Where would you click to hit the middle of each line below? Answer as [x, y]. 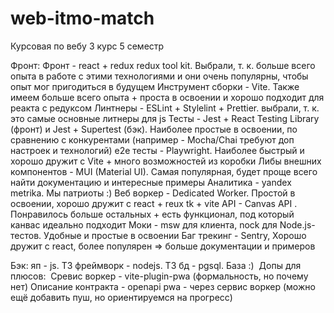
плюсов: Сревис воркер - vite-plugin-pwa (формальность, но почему [159, 276]
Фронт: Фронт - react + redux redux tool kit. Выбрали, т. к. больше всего [163, 65]
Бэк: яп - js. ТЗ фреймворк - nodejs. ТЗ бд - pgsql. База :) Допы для [156, 265]
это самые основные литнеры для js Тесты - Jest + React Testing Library [165, 118]
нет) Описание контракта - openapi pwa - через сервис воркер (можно [163, 286]
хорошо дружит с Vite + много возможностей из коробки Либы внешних [166, 161]
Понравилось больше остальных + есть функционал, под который [152, 214]
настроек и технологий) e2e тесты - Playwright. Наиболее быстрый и [157, 150]
